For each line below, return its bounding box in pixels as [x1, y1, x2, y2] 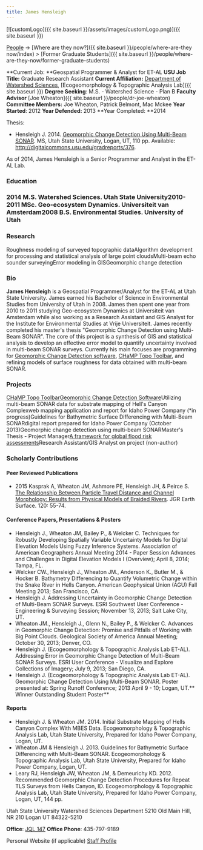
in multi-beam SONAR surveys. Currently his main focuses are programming [6, 346, 197, 353]
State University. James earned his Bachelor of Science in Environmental [6, 294, 188, 302]
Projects [6, 380, 32, 388]
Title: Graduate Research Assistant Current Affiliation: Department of [6, 75, 181, 82]
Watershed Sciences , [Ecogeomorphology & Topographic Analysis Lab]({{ [6, 81, 191, 89]
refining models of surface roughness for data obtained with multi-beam [6, 359, 187, 366]
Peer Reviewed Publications [6, 469, 79, 476]
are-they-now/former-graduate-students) [6, 56, 110, 64]
